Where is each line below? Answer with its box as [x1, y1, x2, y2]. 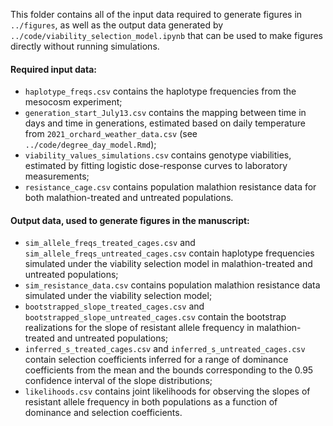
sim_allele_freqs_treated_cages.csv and [24, 237, 196, 249]
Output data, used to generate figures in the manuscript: [10, 214, 250, 226]
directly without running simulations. [10, 40, 160, 52]
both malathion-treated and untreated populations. [24, 192, 234, 204]
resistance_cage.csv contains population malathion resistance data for [24, 181, 317, 193]
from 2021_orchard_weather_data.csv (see [24, 128, 198, 140]
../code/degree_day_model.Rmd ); [24, 139, 157, 151]
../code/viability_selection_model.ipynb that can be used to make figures [10, 30, 323, 41]
